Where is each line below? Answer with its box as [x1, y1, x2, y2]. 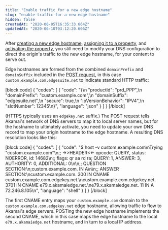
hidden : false [5, 17, 36, 22]
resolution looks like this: [5, 135, 57, 141]
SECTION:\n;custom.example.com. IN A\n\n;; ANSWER [5, 166, 119, 172]
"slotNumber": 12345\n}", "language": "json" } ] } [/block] [5, 103, 125, 109]
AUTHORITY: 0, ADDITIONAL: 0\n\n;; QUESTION [5, 160, 107, 167]
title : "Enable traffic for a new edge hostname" [5, 7, 113, 13]
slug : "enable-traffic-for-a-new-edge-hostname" [5, 12, 110, 17]
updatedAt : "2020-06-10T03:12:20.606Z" [5, 26, 90, 31]
